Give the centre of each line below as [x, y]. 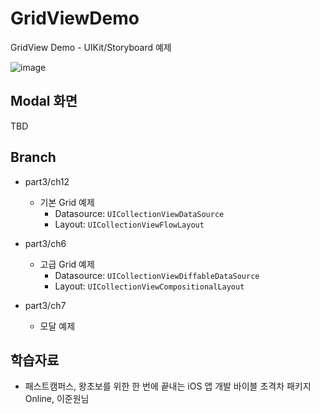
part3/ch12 [47, 181]
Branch [33, 157]
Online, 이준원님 [57, 399]
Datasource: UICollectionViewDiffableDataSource [157, 275]
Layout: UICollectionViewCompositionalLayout [149, 286]
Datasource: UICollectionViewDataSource [139, 213]
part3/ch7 [45, 305]
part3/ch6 [45, 243]
